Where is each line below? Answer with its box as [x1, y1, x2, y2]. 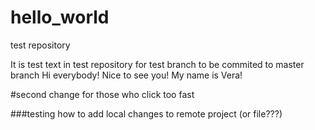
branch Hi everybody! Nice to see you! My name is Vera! [10, 69, 243, 81]
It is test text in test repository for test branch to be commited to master [10, 58, 305, 70]
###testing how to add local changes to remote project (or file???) [10, 107, 283, 120]
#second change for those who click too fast [10, 88, 195, 100]
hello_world [10, 6, 110, 29]
